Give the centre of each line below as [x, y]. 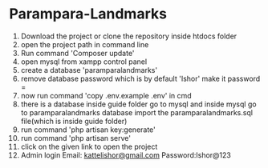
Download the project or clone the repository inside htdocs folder [129, 36]
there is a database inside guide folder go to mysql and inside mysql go [138, 104]
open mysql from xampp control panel [84, 62]
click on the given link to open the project [89, 146]
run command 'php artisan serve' [76, 138]
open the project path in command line [85, 44]
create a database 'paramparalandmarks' [89, 70]
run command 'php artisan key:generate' [88, 130]
